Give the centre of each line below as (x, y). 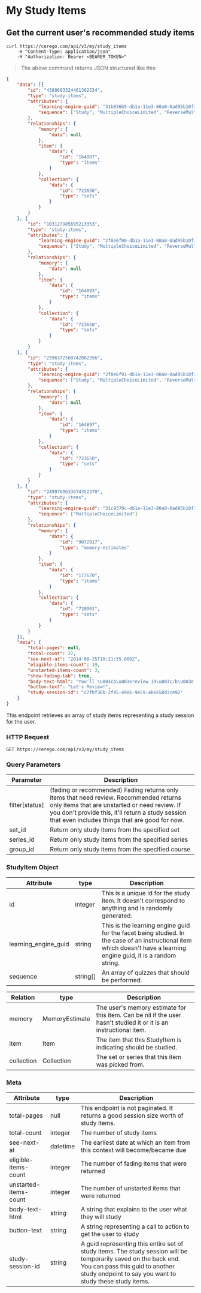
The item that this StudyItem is (139, 1040)
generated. (117, 916)
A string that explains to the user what (134, 1210)
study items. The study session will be (134, 1252)
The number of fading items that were (134, 1163)
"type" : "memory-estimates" (95, 547)
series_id (22, 839)
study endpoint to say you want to (128, 1274)
